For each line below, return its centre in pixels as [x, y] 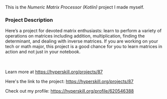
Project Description [29, 20]
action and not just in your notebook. [43, 52]
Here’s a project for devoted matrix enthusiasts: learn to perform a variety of [83, 31]
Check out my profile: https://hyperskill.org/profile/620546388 [70, 91]
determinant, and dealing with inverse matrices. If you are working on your [82, 41]
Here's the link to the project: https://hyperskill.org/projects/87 [69, 82]
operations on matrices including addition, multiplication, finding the [75, 36]
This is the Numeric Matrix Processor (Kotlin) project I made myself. [75, 7]
